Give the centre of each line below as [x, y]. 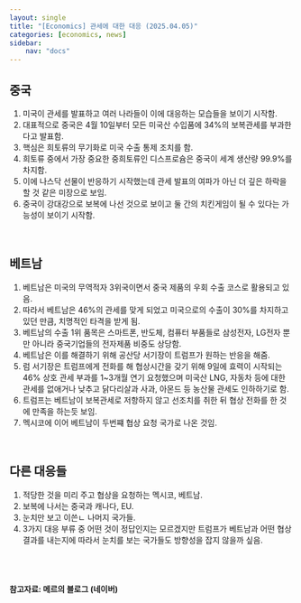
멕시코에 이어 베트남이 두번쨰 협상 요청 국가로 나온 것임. [120, 422]
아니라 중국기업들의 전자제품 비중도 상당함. [107, 343]
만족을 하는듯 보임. [64, 411]
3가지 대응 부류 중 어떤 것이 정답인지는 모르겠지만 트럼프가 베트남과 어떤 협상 [157, 528]
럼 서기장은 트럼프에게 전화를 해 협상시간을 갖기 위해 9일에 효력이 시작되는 [152, 366]
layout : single [38, 18]
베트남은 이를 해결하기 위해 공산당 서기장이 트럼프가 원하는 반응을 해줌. [146, 355]
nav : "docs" [48, 51]
